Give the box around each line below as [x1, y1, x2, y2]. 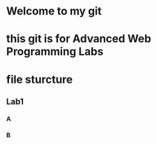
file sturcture [6, 73, 73, 86]
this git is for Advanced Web [6, 32, 152, 46]
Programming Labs [6, 45, 104, 59]
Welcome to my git [6, 4, 102, 18]
